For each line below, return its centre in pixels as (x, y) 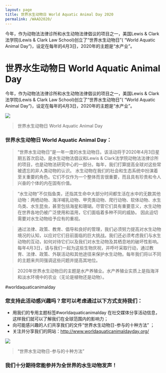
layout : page (19, 10)
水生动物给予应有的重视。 (57, 218)
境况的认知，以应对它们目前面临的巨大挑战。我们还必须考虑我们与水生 (89, 235)
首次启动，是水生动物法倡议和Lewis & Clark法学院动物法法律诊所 (92, 158)
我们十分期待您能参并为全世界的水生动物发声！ (61, 365)
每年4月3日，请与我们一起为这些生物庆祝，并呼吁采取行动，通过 (83, 248)
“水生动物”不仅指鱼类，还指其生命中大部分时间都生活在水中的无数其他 (89, 193)
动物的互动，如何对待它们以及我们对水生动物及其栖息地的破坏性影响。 (89, 242)
